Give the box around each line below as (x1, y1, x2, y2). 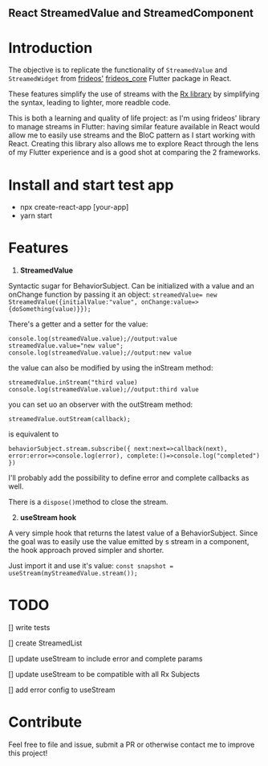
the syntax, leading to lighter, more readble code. (8, 98, 171, 108)
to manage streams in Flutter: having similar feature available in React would (8, 122, 261, 132)
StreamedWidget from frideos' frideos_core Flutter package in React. (8, 74, 232, 84)
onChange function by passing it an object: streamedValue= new (8, 289, 217, 300)
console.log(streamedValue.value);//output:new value (8, 349, 193, 357)
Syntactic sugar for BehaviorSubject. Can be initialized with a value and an (8, 281, 254, 291)
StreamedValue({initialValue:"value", (8, 298, 138, 306)
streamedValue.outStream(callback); (8, 416, 131, 424)
